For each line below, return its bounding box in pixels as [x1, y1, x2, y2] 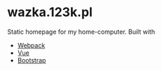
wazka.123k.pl [7, 4, 93, 20]
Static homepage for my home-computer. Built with [7, 27, 156, 36]
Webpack [17, 41, 46, 49]
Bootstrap [17, 56, 46, 64]
